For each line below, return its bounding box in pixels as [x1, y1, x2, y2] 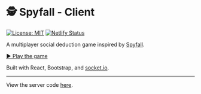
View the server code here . [6, 81, 74, 88]
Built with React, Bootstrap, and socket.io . [6, 64, 109, 71]
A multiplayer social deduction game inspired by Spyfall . [6, 41, 145, 48]
